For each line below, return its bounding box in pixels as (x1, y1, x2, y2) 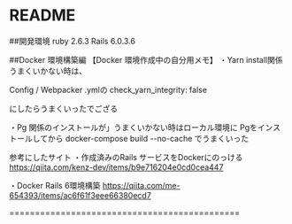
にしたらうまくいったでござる (9, 103, 118, 113)
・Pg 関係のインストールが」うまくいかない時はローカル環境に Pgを (9, 121, 258, 133)
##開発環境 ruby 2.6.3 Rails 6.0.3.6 (9, 35, 135, 46)
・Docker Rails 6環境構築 (9, 180, 101, 190)
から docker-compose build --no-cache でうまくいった (47, 133, 250, 143)
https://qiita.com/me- (102, 180, 181, 190)
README (9, 5, 76, 26)
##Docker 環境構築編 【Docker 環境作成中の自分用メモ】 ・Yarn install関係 (9, 54, 283, 65)
